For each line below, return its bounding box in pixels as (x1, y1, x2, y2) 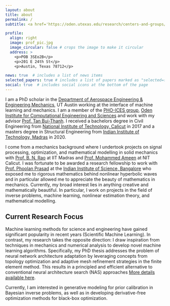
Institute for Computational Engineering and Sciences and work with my (5, 112, 155, 118)
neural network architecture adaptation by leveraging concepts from (5, 253, 148, 259)
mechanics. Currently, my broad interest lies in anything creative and (5, 181, 149, 188)
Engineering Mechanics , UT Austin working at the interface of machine (5, 101, 153, 108)
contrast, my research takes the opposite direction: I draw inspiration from (5, 236, 160, 243)
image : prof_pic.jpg (10, 40, 53, 46)
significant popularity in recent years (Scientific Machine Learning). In (5, 231, 151, 237)
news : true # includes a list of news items (5, 73, 103, 78)
